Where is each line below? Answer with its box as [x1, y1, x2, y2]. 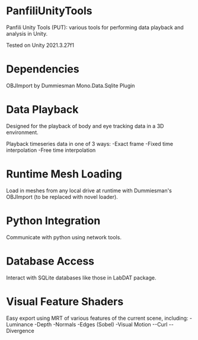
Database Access [6, 254, 95, 268]
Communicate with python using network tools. [6, 233, 122, 241]
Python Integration [6, 214, 101, 227]
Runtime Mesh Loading [6, 167, 123, 180]
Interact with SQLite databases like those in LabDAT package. [6, 274, 157, 281]
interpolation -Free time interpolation [6, 147, 96, 154]
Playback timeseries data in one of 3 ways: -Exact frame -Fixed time [6, 140, 174, 147]
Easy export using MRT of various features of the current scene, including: [6, 314, 189, 322]
